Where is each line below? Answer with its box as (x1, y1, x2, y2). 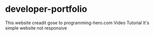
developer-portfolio (5, 3, 87, 15)
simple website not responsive (5, 25, 67, 31)
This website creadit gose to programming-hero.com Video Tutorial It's (5, 20, 150, 26)
